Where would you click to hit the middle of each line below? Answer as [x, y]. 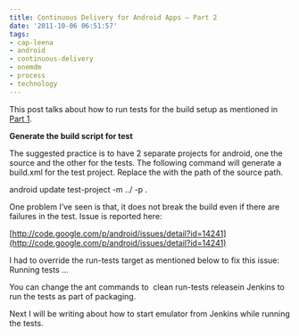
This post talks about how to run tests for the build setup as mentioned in [144, 109]
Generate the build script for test [71, 135]
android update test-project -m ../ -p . [79, 189]
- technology [33, 84]
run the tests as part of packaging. [73, 296]
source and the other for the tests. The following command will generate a [145, 162]
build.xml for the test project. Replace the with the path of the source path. [146, 172]
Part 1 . [21, 119]
